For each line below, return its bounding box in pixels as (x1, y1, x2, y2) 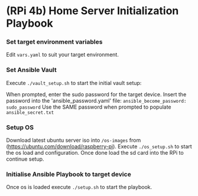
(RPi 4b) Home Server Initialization (6, 4, 179, 18)
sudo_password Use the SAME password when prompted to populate (6, 103, 171, 110)
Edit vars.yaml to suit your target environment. (6, 51, 119, 58)
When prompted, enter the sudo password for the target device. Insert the (6, 90, 187, 98)
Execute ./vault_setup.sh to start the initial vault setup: (6, 79, 142, 86)
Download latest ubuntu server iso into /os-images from (6, 137, 141, 144)
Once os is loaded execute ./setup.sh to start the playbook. (6, 184, 152, 191)
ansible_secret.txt (6, 109, 54, 116)
